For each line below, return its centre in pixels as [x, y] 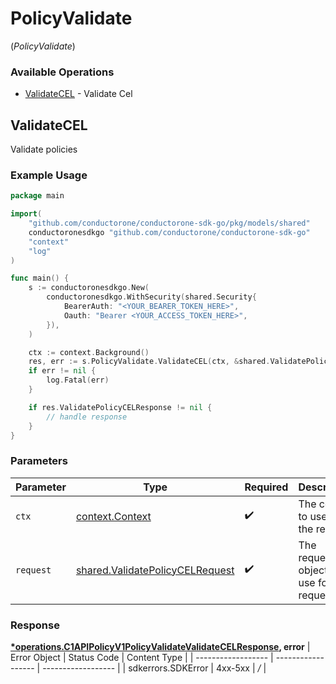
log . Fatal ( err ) [78, 380]
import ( [26, 214]
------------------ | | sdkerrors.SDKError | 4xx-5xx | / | [154, 668]
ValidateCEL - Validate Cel [78, 94]
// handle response [87, 417]
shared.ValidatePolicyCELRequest [155, 570]
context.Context [113, 516]
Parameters [39, 461]
